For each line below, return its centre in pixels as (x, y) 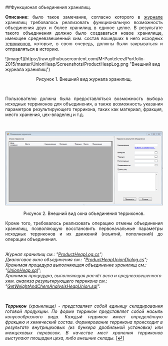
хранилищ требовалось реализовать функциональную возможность (84, 22)
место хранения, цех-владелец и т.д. (44, 114)
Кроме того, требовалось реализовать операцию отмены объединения (84, 223)
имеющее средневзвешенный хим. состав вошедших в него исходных (84, 38)
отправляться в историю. (32, 49)
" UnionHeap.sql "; (23, 270)
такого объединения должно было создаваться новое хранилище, (84, 33)
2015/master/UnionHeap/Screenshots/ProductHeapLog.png (67, 64)
